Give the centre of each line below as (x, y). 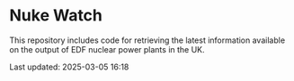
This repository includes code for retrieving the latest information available (147, 40)
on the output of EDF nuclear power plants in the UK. (107, 49)
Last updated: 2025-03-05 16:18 (69, 67)
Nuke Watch (56, 16)
